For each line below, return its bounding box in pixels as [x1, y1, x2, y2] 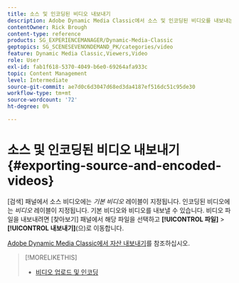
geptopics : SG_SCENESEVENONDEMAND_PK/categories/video [7, 43, 174, 50]
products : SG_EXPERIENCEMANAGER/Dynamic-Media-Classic [7, 37, 174, 44]
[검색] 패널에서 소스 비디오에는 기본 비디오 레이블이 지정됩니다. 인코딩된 [7, 197, 206, 205]
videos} [7, 173, 55, 189]
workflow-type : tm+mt [7, 90, 72, 97]
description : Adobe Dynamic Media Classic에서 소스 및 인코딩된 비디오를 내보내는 [7, 17, 234, 24]
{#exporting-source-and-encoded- [7, 158, 222, 174]
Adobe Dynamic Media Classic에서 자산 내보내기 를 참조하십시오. [7, 239, 191, 247]
